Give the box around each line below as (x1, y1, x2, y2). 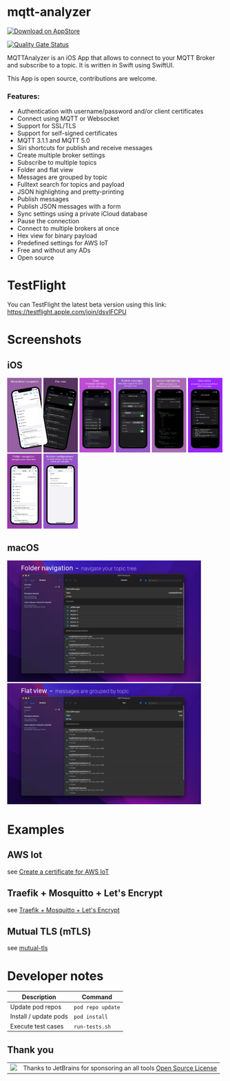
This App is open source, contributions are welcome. (7, 74, 157, 83)
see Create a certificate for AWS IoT (7, 867, 109, 876)
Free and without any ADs (17, 246, 91, 255)
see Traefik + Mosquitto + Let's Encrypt (7, 905, 121, 914)
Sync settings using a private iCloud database (17, 209, 148, 218)
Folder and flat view (17, 166, 74, 174)
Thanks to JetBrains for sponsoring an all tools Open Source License (23, 1064, 218, 1072)
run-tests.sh (73, 1023, 112, 1030)
